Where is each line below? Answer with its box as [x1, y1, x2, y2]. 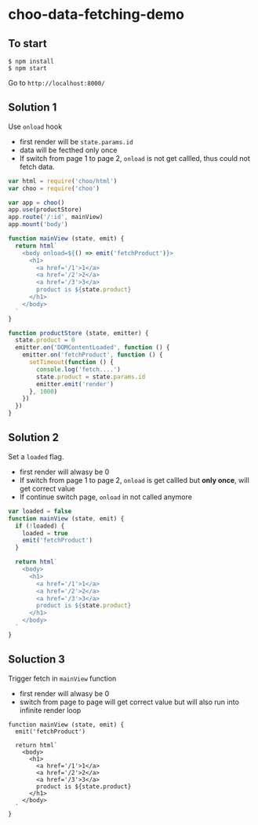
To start [8, 37, 47, 50]
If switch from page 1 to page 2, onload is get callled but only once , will [19, 475, 249, 484]
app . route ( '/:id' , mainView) [8, 214, 104, 221]
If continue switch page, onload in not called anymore [19, 492, 192, 502]
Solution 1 [8, 100, 57, 115]
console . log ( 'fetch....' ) [36, 365, 122, 374]
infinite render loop [19, 705, 82, 715]
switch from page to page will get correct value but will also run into [19, 697, 239, 706]
